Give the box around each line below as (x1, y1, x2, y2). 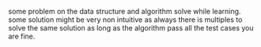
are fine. (8, 31, 36, 41)
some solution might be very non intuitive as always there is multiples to (8, 15, 243, 24)
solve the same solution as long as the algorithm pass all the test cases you (8, 23, 255, 32)
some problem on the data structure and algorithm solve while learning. (8, 7, 241, 16)
